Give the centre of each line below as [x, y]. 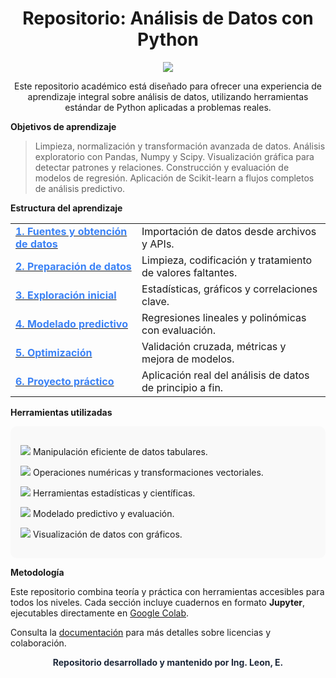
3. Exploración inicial [66, 295]
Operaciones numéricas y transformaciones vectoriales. [148, 472]
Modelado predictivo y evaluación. [103, 513]
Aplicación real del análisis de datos [225, 375]
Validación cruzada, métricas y [214, 346]
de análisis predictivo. [80, 188]
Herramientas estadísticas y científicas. [114, 493]
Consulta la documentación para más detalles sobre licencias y [141, 632]
